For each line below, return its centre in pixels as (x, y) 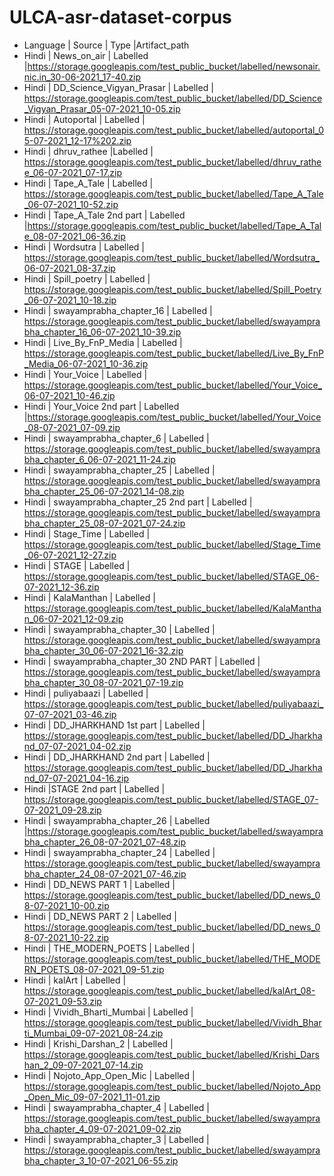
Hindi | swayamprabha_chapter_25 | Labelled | (119, 470)
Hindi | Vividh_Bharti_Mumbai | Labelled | (108, 1012)
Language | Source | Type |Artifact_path (106, 45)
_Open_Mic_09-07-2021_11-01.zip (92, 1097)
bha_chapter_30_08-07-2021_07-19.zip (103, 682)
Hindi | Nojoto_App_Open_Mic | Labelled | (109, 1075)
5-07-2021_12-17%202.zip (77, 140)
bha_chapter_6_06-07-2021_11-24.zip (99, 459)
